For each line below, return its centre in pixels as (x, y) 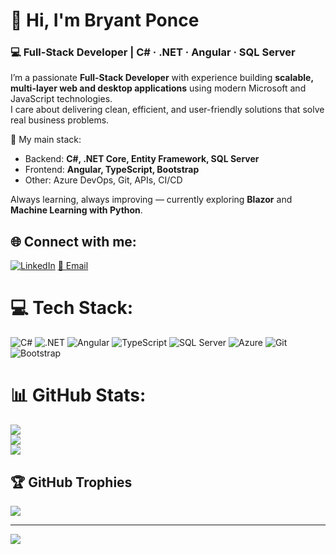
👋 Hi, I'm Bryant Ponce (105, 20)
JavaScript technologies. (61, 99)
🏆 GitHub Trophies (71, 482)
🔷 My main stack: (46, 140)
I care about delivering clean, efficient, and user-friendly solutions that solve (167, 110)
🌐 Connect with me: (73, 241)
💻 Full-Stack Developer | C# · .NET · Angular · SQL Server (153, 52)
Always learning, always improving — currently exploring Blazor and (151, 200)
